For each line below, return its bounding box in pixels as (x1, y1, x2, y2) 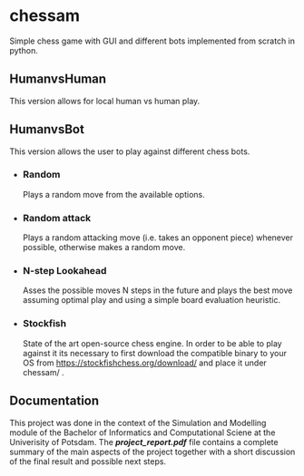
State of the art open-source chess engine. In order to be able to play (22, 337, 283, 349)
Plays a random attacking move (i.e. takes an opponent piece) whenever (22, 232, 293, 243)
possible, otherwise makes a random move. (22, 242, 186, 253)
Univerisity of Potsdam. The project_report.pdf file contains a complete (9, 436, 279, 447)
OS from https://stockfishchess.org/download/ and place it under (22, 357, 268, 368)
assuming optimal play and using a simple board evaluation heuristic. (22, 295, 281, 306)
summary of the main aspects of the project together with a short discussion (9, 446, 296, 457)
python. (9, 44, 38, 55)
